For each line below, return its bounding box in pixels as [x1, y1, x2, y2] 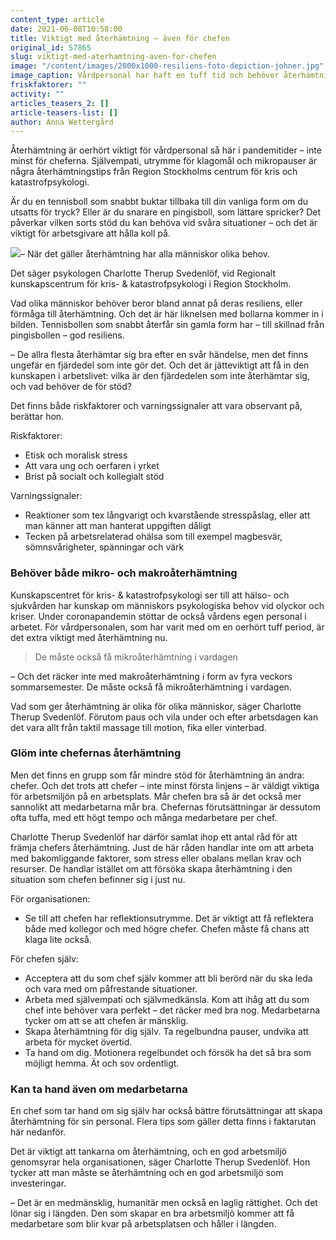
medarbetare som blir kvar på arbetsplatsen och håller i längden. [10, 1218, 277, 1230]
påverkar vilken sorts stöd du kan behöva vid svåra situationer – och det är [10, 217, 318, 229]
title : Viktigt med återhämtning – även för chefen [10, 33, 230, 43]
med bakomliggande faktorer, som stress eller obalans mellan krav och [10, 852, 302, 864]
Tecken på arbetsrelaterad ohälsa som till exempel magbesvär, [24, 531, 283, 543]
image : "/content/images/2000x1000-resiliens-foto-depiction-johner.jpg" [10, 61, 325, 71]
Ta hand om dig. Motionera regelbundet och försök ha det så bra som [24, 1046, 312, 1058]
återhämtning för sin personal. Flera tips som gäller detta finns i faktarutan [10, 1116, 317, 1128]
